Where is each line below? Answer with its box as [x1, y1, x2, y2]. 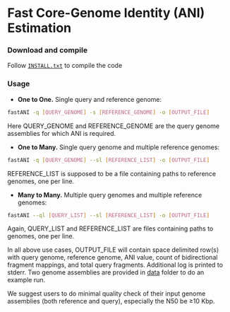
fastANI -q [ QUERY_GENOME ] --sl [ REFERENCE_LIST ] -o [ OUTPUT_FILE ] [7, 156, 210, 163]
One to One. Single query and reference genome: [17, 95, 162, 103]
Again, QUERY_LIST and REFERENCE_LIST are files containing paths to [7, 224, 214, 233]
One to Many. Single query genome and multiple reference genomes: [17, 143, 220, 151]
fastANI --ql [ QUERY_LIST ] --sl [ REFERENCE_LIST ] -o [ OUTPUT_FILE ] [7, 212, 210, 219]
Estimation [7, 20, 72, 36]
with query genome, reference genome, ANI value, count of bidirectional [7, 253, 218, 262]
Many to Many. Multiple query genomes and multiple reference [17, 190, 202, 199]
